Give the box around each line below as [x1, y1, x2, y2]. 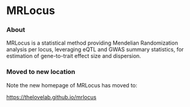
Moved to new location [6, 68, 76, 76]
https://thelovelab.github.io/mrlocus [6, 93, 97, 101]
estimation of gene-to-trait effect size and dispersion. [6, 53, 142, 60]
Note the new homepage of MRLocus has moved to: [6, 81, 137, 89]
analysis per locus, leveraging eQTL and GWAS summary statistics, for [6, 46, 185, 53]
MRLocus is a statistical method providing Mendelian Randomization [6, 39, 178, 46]
